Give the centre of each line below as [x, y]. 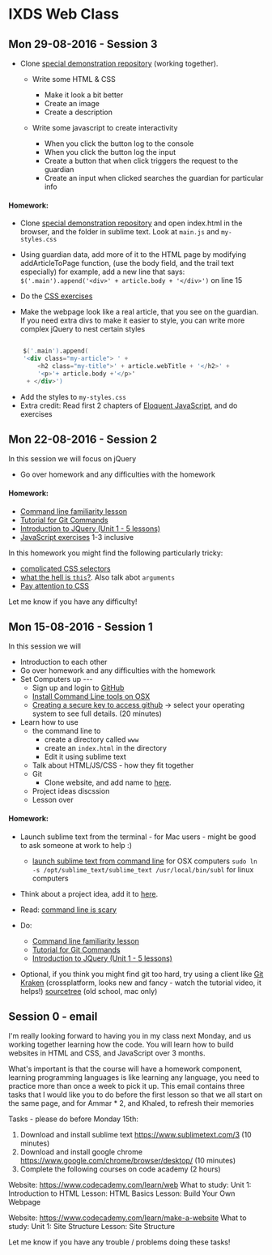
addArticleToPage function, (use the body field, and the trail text [127, 263]
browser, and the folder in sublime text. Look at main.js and [120, 232]
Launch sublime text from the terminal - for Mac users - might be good [138, 837]
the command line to [66, 731]
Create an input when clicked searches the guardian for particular [154, 178]
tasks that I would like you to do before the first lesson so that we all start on [136, 1094]
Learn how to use [49, 722]
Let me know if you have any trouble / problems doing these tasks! [119, 1242]
